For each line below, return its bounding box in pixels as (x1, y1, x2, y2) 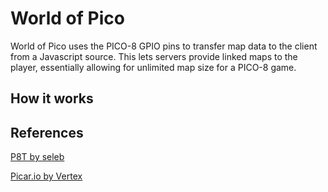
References (10, 124, 84, 141)
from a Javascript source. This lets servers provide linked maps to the (10, 50, 298, 62)
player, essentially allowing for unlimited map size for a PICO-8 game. (10, 61, 297, 73)
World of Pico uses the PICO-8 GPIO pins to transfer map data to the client (10, 40, 318, 52)
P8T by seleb (10, 151, 65, 163)
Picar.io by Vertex (10, 170, 83, 182)
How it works (10, 90, 94, 107)
